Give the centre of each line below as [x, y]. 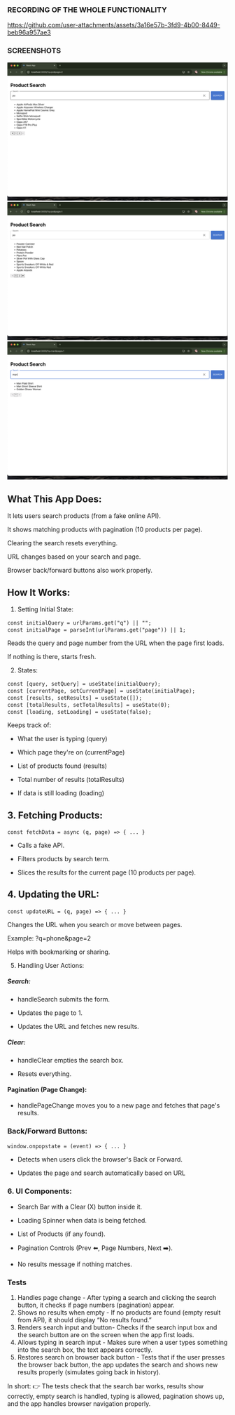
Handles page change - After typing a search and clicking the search [117, 1297]
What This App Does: [55, 499]
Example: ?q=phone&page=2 [49, 938]
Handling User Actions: [51, 965]
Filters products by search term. [64, 859]
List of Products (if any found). [62, 1234]
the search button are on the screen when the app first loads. [106, 1334]
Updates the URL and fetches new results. [78, 1026]
